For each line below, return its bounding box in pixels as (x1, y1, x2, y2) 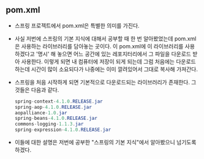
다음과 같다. (31, 86, 59, 94)
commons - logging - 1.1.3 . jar (14, 121, 84, 127)
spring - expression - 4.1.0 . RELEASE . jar (14, 127, 111, 133)
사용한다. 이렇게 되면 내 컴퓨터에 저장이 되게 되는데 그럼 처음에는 (21, 57, 175, 65)
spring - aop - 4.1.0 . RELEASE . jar (14, 104, 93, 110)
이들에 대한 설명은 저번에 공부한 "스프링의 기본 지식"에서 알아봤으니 (14, 139, 175, 146)
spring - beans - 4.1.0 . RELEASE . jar (14, 116, 97, 122)
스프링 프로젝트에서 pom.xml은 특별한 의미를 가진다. (14, 21, 140, 29)
